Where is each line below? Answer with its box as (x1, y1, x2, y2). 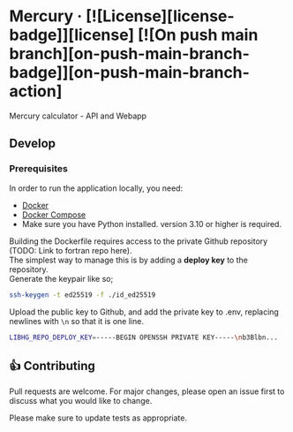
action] (9, 81, 63, 102)
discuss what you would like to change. (9, 396, 153, 406)
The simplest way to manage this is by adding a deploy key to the (9, 254, 249, 265)
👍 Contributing (9, 358, 95, 373)
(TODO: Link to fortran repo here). (9, 245, 132, 255)
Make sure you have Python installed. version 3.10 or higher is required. (21, 218, 282, 229)
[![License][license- (85, 6, 236, 27)
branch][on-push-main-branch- (9, 44, 250, 64)
